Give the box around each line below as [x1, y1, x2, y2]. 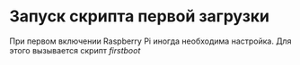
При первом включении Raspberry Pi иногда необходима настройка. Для [9, 36, 292, 46]
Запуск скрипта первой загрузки [9, 6, 269, 27]
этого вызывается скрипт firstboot [9, 45, 141, 55]
